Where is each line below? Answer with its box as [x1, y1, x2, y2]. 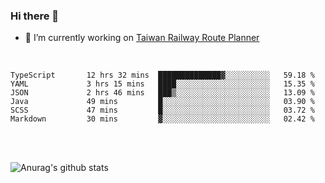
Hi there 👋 [10, 9, 60, 23]
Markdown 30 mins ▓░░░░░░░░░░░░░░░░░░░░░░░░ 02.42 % [10, 114, 315, 124]
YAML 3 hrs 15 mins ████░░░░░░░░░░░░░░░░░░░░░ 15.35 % [10, 79, 315, 89]
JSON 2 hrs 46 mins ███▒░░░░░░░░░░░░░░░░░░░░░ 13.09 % [10, 88, 315, 98]
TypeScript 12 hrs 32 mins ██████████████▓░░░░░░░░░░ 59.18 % [10, 70, 315, 81]
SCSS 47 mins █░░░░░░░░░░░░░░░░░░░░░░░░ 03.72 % [10, 105, 315, 116]
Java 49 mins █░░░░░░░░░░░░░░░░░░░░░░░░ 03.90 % [10, 97, 315, 107]
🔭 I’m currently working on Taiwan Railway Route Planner [24, 32, 260, 44]
